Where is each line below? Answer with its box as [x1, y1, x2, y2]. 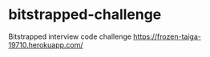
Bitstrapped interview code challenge [8, 32, 132, 41]
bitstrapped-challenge [8, 6, 162, 24]
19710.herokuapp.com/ [8, 40, 83, 49]
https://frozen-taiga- [133, 32, 202, 41]
